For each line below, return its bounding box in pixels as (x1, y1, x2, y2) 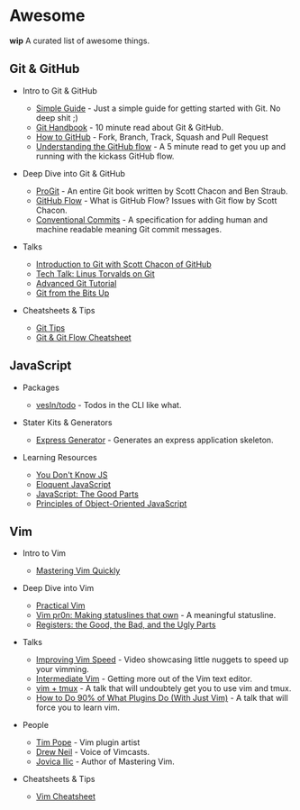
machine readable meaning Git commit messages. (35, 223, 223, 234)
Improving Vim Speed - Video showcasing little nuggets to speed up (35, 654, 289, 665)
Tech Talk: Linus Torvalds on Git (35, 268, 155, 279)
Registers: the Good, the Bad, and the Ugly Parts (35, 619, 216, 631)
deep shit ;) (35, 112, 78, 123)
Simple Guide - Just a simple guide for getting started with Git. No (35, 103, 281, 114)
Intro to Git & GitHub (22, 85, 97, 96)
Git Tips (35, 322, 66, 333)
